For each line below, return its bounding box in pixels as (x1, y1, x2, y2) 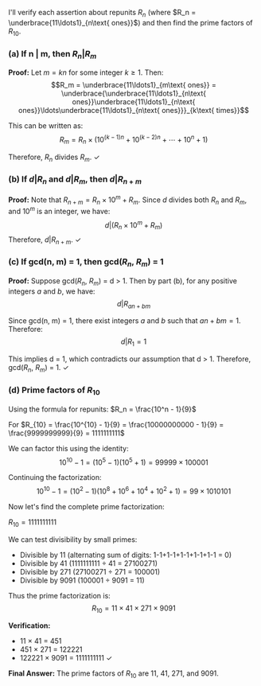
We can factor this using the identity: (8, 443, 129, 453)
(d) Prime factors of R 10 (8, 384, 101, 397)
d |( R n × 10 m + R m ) (104, 219, 163, 232)
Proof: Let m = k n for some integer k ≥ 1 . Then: (8, 68, 164, 77)
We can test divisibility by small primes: (8, 534, 138, 544)
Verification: (8, 621, 51, 630)
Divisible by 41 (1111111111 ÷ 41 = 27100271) (19, 558, 158, 568)
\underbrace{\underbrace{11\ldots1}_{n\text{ (60, 88, 207, 99)
